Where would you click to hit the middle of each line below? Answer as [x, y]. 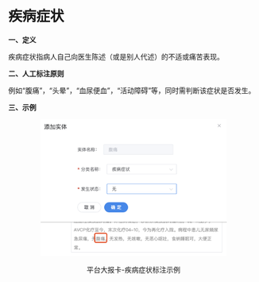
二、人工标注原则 [36, 73]
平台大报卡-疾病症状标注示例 [133, 269]
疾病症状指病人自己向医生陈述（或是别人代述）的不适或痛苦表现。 [116, 56]
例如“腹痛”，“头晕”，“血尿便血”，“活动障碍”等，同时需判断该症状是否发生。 [132, 90]
